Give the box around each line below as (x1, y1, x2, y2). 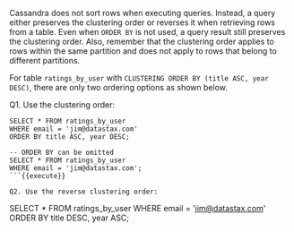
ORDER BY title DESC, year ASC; (9, 212, 130, 223)
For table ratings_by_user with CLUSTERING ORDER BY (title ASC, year (9, 73, 269, 83)
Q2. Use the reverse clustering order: (9, 187, 159, 196)
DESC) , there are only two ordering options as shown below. (9, 82, 229, 92)
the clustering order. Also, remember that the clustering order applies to (9, 36, 275, 47)
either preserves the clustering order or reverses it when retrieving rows (9, 17, 276, 28)
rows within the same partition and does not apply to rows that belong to (9, 46, 278, 56)
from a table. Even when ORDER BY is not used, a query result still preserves (9, 27, 286, 37)
